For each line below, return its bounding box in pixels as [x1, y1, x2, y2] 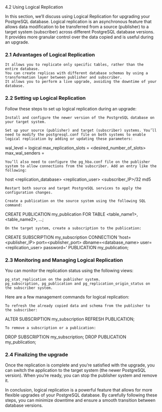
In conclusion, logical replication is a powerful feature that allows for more [5, 387, 152, 393]
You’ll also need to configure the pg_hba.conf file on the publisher [5, 159, 150, 164]
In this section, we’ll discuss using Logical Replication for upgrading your [5, 14, 150, 19]
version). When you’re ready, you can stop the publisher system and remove [5, 373, 157, 379]
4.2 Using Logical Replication [5, 4, 63, 10]
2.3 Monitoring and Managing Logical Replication [5, 256, 123, 263]
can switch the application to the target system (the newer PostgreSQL [5, 367, 146, 373]
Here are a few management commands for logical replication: [5, 294, 130, 300]
